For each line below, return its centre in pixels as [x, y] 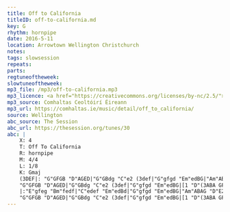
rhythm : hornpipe [32, 32]
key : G [16, 26]
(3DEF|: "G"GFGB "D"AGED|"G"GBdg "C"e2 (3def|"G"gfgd [98, 178]
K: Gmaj [30, 172]
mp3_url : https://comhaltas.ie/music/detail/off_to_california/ [101, 109]
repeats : [20, 64]
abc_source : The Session [42, 121]
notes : [16, 52]
